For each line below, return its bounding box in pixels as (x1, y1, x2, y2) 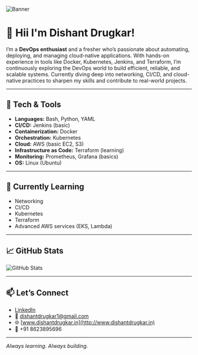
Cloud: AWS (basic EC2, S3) (14, 140, 84, 147)
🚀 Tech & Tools (6, 100, 61, 110)
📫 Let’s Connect (6, 288, 69, 298)
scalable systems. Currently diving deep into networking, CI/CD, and (6, 71, 173, 78)
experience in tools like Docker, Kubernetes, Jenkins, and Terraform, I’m (6, 58, 181, 65)
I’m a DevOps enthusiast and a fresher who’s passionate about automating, (6, 45, 190, 52)
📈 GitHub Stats (6, 245, 64, 256)
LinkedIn (14, 307, 36, 314)
